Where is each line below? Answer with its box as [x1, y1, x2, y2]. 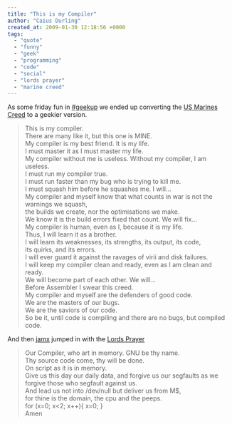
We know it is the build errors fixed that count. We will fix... [24, 215, 198, 224]
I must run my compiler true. [24, 170, 108, 178]
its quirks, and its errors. [24, 245, 97, 254]
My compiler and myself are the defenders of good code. [24, 291, 194, 299]
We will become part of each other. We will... [24, 276, 157, 284]
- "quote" [14, 37, 43, 44]
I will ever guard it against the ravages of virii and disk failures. [24, 253, 209, 262]
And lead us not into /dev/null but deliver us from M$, [24, 386, 181, 395]
